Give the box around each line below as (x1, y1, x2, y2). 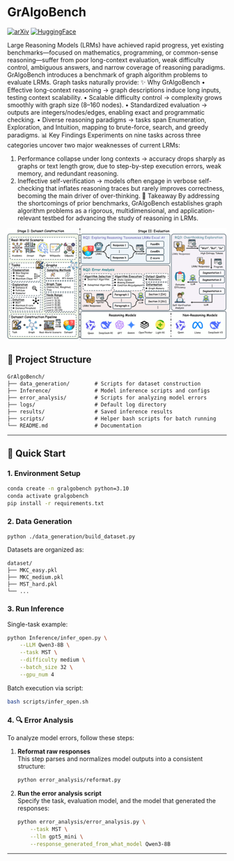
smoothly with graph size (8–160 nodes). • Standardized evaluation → (7, 101, 208, 109)
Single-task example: (7, 620, 68, 628)
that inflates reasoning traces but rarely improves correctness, (45, 184, 225, 192)
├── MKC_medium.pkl (7, 574, 64, 581)
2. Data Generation (7, 516, 72, 526)
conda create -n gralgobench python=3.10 (7, 485, 130, 493)
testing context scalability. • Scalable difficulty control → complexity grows (7, 93, 223, 101)
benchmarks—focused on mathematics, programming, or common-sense (7, 48, 219, 57)
